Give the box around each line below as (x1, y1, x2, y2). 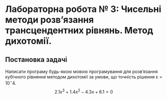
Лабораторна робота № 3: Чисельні (5, 3, 162, 15)
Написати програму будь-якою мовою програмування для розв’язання (5, 68, 158, 74)
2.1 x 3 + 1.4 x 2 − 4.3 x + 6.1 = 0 (54, 87, 113, 94)
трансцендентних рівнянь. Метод (5, 25, 154, 36)
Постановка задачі (5, 55, 67, 63)
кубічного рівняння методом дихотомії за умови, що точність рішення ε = (5, 74, 163, 79)
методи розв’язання (5, 14, 94, 25)
